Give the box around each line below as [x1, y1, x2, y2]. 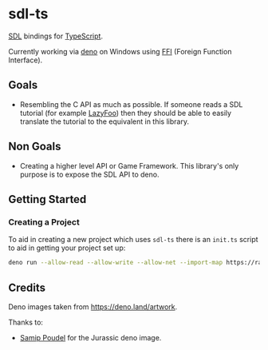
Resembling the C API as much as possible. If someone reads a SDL [19, 99, 243, 109]
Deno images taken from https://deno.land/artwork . [8, 301, 178, 312]
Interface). [8, 55, 43, 65]
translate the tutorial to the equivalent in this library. [19, 117, 190, 126]
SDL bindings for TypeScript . [8, 31, 104, 41]
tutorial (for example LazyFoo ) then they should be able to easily [19, 108, 232, 117]
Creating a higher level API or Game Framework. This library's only [19, 161, 239, 170]
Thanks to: [8, 317, 44, 327]
